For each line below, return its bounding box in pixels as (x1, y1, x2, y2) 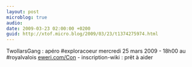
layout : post (6, 8, 39, 15)
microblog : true (6, 14, 47, 20)
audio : (6, 20, 23, 26)
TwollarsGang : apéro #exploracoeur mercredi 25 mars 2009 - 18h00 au (6, 47, 186, 54)
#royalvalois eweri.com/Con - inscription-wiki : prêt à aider (6, 54, 153, 61)
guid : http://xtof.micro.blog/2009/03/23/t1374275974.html (6, 31, 159, 37)
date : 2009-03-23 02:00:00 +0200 (6, 25, 91, 32)
